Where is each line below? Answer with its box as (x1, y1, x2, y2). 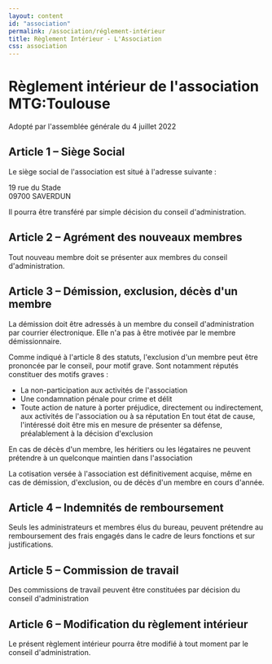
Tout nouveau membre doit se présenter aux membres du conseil (8, 252, 228, 262)
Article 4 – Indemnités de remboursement (8, 500, 224, 514)
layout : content (8, 11, 64, 20)
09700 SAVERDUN (8, 191, 72, 200)
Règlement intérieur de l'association (8, 77, 259, 96)
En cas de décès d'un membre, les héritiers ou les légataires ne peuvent (8, 444, 251, 454)
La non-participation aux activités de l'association (20, 385, 188, 395)
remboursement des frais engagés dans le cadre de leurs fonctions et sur (8, 531, 256, 541)
